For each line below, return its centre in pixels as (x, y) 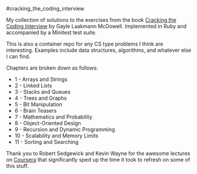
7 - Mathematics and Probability (54, 117)
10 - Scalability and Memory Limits (56, 136)
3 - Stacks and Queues (42, 92)
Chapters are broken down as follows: (52, 68)
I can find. (18, 56)
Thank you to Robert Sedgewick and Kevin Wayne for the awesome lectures (98, 153)
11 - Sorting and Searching (46, 142)
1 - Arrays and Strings (41, 79)
